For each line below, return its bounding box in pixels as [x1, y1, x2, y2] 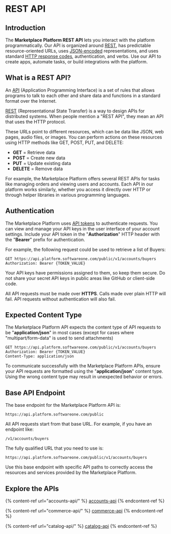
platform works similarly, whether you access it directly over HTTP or [5, 186, 151, 192]
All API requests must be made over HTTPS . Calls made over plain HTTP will [5, 290, 166, 296]
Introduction [5, 24, 46, 32]
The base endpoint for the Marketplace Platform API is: [5, 402, 121, 408]
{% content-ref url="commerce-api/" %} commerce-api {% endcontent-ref [5, 508, 163, 514]
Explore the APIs [5, 484, 59, 493]
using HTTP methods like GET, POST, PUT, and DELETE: [5, 139, 124, 146]
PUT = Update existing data [12, 160, 71, 166]
